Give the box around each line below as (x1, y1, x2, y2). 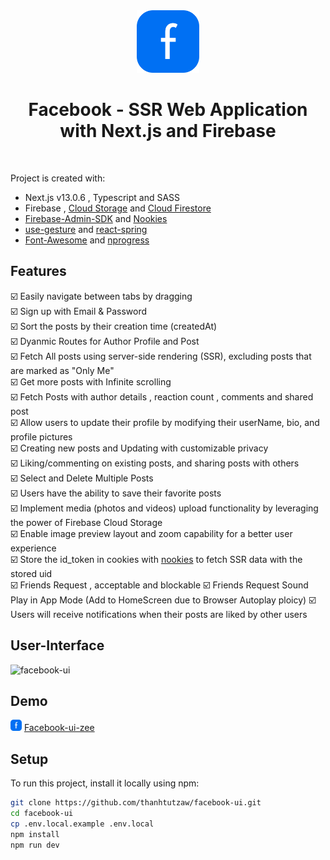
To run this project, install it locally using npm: (10, 777, 200, 789)
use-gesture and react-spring (24, 223, 148, 235)
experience (10, 542, 57, 554)
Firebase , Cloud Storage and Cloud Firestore (24, 202, 212, 214)
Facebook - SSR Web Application (28, 99, 308, 121)
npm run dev (10, 840, 60, 850)
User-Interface (10, 637, 105, 654)
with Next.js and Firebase (59, 120, 277, 143)
